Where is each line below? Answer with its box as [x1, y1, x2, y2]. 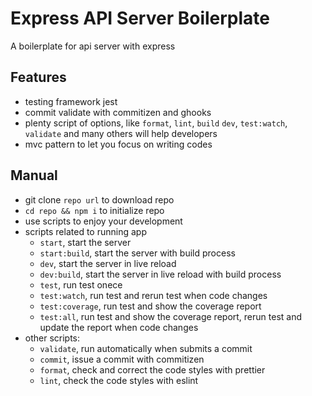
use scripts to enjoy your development [24, 215, 183, 227]
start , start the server [39, 236, 132, 248]
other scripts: [24, 332, 81, 344]
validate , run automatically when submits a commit [39, 342, 253, 354]
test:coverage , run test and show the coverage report [39, 300, 262, 312]
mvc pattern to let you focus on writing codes [24, 138, 213, 150]
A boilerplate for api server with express [10, 40, 176, 52]
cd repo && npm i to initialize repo [24, 204, 165, 216]
